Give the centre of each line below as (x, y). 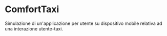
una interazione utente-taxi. (34, 28)
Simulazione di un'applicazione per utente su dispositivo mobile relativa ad (83, 23)
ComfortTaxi (32, 9)
